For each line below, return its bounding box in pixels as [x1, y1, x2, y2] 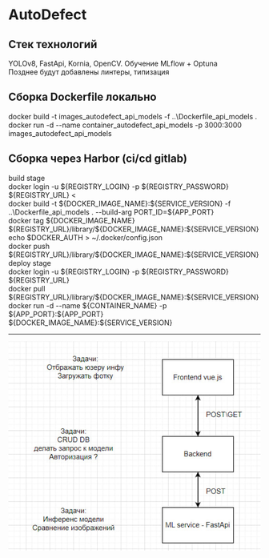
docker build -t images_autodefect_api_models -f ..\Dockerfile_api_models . [8, 111, 258, 121]
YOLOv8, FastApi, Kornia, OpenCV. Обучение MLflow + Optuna [8, 58, 218, 68]
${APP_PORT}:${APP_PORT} [8, 309, 104, 319]
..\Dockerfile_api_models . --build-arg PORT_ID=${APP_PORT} [8, 207, 215, 217]
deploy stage [8, 258, 52, 267]
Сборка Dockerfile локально [8, 90, 157, 104]
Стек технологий [8, 38, 98, 51]
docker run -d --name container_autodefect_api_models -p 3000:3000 [8, 120, 243, 130]
